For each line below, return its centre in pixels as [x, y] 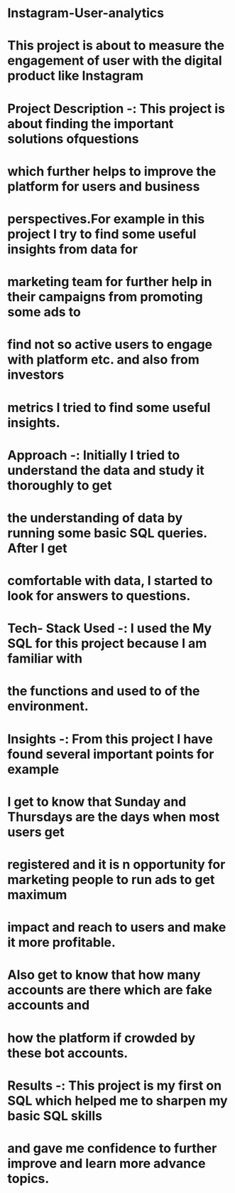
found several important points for [111, 754]
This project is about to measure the [116, 46]
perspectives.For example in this [106, 219]
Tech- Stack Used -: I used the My [110, 629]
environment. [48, 706]
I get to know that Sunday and [97, 802]
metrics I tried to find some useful [109, 408]
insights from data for [73, 249]
